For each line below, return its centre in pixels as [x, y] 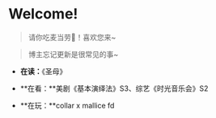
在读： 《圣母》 [43, 71]
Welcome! [43, 14]
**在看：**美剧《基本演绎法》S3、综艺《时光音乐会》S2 [114, 88]
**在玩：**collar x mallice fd [67, 105]
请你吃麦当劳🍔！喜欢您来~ [72, 37]
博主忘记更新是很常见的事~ [73, 54]
